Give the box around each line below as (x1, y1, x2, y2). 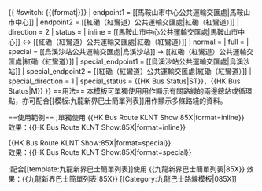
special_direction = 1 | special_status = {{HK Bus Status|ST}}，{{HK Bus (8, 76, 241, 86)
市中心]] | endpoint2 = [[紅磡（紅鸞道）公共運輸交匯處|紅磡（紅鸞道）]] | (8, 17, 240, 27)
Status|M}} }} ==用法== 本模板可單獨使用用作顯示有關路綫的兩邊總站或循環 (8, 86, 253, 95)
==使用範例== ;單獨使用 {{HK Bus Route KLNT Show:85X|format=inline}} (8, 113, 245, 122)
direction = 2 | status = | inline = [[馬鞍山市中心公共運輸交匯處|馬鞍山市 (8, 28, 238, 36)
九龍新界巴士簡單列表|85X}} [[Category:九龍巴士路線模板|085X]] (27, 174, 238, 183)
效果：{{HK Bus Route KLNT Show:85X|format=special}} (8, 148, 192, 156)
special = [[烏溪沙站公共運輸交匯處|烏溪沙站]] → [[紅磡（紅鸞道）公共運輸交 (8, 47, 254, 56)
